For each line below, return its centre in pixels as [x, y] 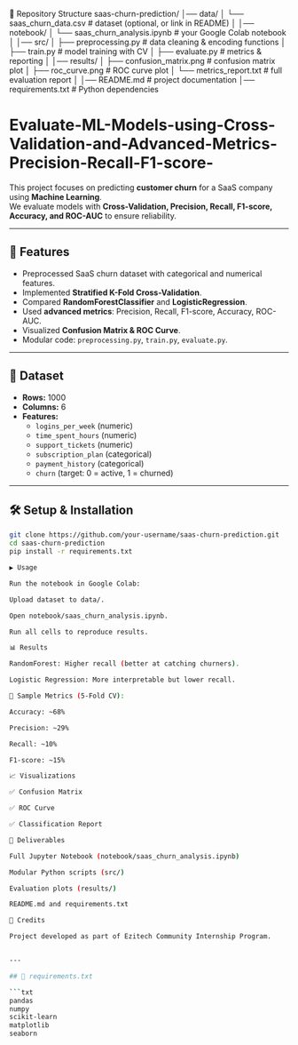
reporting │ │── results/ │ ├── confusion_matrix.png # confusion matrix [142, 61]
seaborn [24, 1034]
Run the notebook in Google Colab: [75, 583]
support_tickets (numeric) [84, 444]
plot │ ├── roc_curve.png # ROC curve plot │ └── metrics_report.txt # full [145, 70]
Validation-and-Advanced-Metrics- [143, 144]
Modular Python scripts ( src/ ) [67, 872]
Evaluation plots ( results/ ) [63, 889]
